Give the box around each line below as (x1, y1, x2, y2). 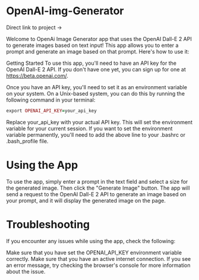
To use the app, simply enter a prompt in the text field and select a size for (6, 178, 188, 185)
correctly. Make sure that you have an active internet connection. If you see (6, 255, 191, 262)
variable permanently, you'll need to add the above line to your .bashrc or (6, 131, 186, 138)
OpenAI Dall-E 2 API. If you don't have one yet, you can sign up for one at (6, 65, 186, 73)
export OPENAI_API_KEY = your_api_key (6, 108, 97, 114)
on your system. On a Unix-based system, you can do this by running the (6, 90, 185, 97)
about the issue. (6, 268, 46, 275)
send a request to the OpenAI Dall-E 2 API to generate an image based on (6, 190, 187, 197)
